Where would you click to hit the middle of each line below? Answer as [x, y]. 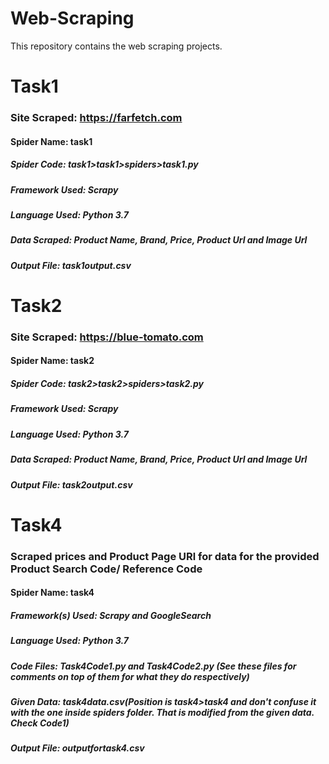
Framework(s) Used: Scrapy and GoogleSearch [111, 615]
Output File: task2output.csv [71, 484]
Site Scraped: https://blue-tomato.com [107, 337]
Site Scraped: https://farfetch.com [96, 118]
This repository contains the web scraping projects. [116, 46]
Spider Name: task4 [52, 593]
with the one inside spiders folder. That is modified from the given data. [162, 712]
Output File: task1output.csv [71, 265]
